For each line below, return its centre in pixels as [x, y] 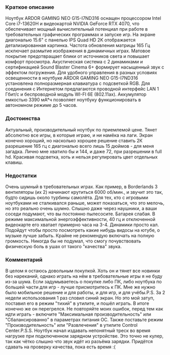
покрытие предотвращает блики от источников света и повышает [77, 56]
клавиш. [14, 162]
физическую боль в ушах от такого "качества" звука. [64, 246]
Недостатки [21, 175]
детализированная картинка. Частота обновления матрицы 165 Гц [78, 46]
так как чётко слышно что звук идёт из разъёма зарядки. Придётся [79, 342]
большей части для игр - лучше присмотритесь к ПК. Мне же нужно [80, 287]
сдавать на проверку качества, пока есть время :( [60, 347]
